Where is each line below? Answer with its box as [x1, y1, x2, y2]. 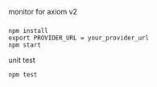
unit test [8, 55, 36, 64]
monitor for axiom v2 [8, 7, 78, 16]
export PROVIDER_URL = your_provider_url [8, 34, 150, 42]
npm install [8, 27, 48, 35]
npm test [8, 70, 38, 79]
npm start [8, 40, 42, 49]
